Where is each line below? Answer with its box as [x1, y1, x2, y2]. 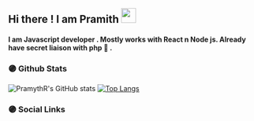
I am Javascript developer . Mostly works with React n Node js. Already [8, 35, 246, 44]
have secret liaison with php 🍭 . [8, 42, 113, 52]
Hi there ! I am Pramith [8, 13, 120, 26]
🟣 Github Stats [8, 63, 67, 74]
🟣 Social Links [8, 104, 65, 115]
